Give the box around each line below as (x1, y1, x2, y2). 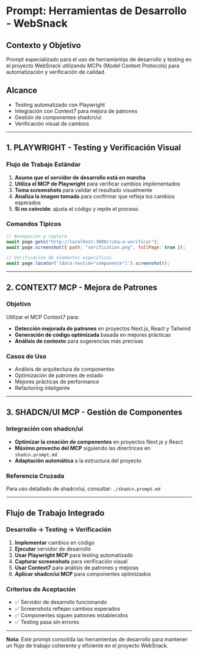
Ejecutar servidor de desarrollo (14, 545, 91, 552)
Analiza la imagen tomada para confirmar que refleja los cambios (14, 193, 175, 200)
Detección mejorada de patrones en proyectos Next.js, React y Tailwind (14, 325, 191, 332)
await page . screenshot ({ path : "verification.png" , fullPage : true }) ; (6, 244, 186, 250)
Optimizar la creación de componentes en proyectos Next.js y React (14, 438, 183, 445)
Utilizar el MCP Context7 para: (6, 313, 80, 320)
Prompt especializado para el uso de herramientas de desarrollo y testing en (6, 56, 192, 63)
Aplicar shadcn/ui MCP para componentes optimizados (14, 570, 151, 577)
